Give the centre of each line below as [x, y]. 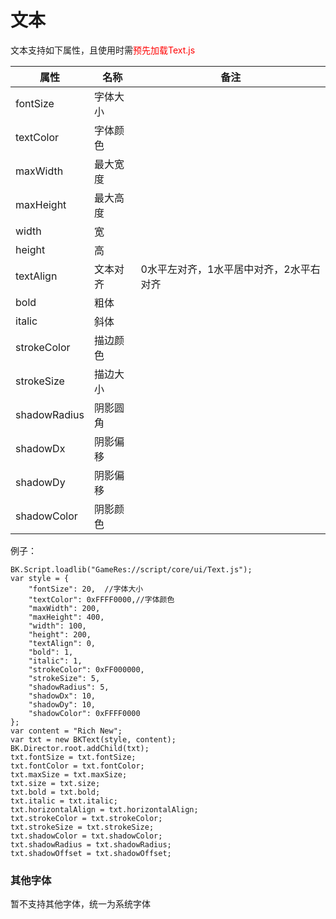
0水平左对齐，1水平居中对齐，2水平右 [230, 269]
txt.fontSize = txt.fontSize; [73, 757]
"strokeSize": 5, [64, 678]
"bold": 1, [51, 652]
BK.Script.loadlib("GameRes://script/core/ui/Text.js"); [131, 569]
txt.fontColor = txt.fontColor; [77, 766]
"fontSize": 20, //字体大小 [86, 589]
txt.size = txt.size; [55, 783]
